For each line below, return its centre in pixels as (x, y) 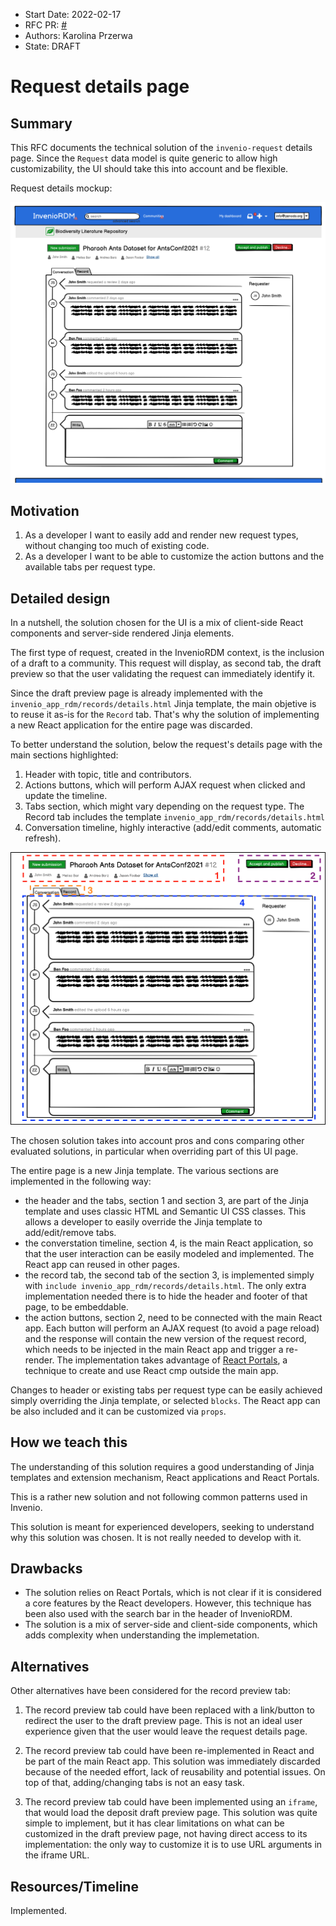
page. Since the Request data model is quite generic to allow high (144, 158)
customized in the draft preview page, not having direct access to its (166, 1834)
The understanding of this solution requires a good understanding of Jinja (162, 1466)
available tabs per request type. (90, 567)
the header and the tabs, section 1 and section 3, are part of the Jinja (166, 1200)
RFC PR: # (46, 25)
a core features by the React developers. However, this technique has (168, 1603)
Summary (41, 123)
